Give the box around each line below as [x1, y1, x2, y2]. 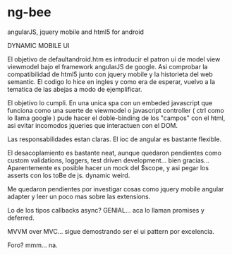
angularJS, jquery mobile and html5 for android [7, 28, 145, 36]
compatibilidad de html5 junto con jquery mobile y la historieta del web [7, 70, 213, 78]
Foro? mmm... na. [7, 241, 58, 249]
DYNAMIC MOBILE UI [7, 41, 70, 49]
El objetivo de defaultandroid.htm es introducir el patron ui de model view [7, 54, 221, 64]
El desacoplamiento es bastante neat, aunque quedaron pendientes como [7, 148, 222, 157]
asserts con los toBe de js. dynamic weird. [7, 171, 130, 179]
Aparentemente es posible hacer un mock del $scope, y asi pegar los [7, 163, 209, 172]
